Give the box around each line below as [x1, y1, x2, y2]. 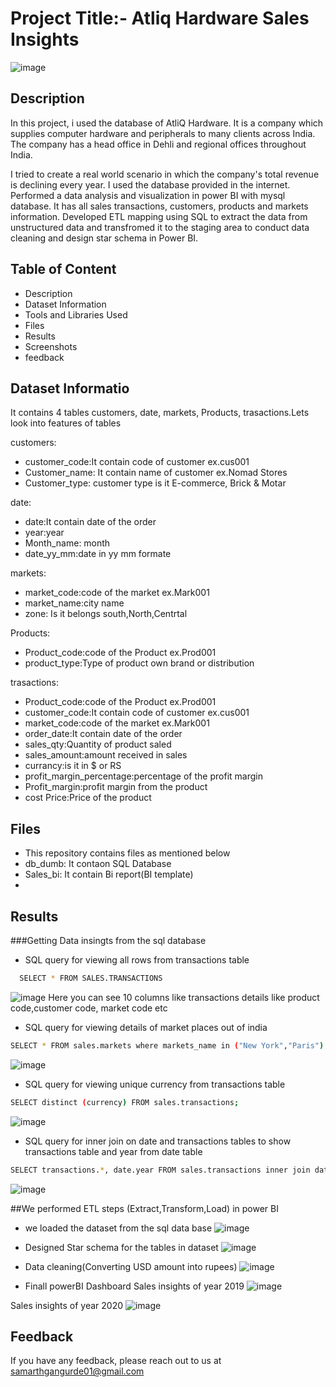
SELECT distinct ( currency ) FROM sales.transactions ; [10, 1097, 240, 1107]
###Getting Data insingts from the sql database [10, 935, 207, 946]
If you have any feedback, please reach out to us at [10, 1355, 222, 1367]
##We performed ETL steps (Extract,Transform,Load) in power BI [10, 1202, 279, 1214]
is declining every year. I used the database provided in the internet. [10, 178, 291, 191]
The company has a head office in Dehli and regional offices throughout [10, 138, 307, 150]
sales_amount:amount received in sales [24, 749, 188, 761]
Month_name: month [24, 537, 111, 549]
